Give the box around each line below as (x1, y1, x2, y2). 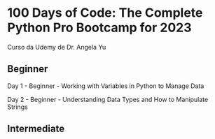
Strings (7, 103, 28, 111)
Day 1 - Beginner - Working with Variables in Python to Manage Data (7, 82, 204, 90)
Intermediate (7, 123, 65, 135)
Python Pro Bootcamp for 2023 (7, 20, 192, 36)
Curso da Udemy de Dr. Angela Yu (7, 43, 106, 51)
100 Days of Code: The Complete (7, 5, 203, 21)
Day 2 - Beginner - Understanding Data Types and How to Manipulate (7, 95, 209, 103)
